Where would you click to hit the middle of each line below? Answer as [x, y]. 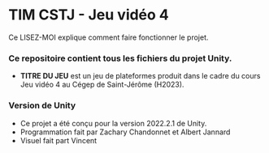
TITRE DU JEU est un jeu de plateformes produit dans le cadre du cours [140, 76]
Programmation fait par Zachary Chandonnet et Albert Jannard [125, 132]
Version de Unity [42, 105]
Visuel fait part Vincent [59, 140]
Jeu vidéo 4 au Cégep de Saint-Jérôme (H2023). [102, 85]
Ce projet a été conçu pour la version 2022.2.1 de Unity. [113, 123]
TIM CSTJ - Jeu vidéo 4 [89, 15]
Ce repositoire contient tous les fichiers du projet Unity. [120, 58]
